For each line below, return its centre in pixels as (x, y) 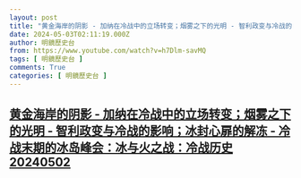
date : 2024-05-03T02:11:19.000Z (69, 34)
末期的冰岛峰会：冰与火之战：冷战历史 (127, 148)
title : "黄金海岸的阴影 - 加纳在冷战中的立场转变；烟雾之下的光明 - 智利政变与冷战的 (151, 26)
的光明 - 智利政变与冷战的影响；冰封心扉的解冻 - (142, 131)
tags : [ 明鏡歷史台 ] (46, 59)
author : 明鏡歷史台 (42, 42)
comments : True (38, 68)
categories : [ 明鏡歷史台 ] (58, 76)
